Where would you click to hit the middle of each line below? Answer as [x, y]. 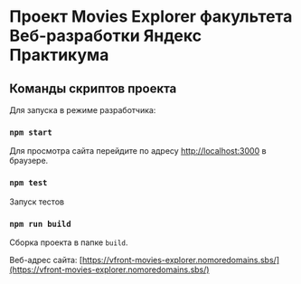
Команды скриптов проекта [93, 88]
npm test [28, 183]
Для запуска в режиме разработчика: [83, 110]
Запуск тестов [37, 202]
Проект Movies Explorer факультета [151, 17]
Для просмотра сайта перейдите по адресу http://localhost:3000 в [138, 151]
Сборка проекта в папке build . [69, 242]
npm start [31, 132]
